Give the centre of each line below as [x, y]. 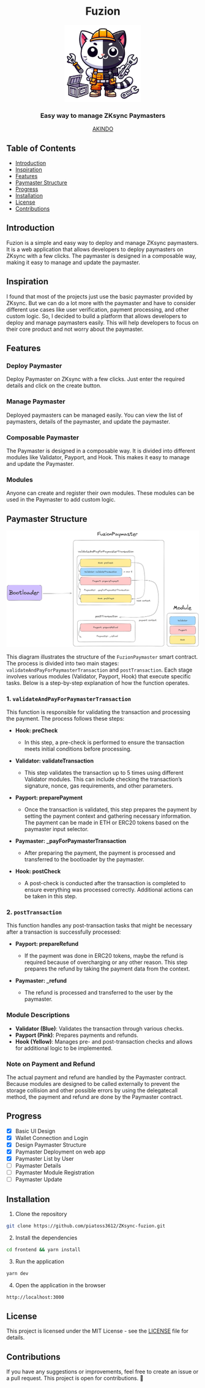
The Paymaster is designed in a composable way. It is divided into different [101, 451]
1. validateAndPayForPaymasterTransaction [69, 699]
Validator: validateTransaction [54, 761]
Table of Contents [41, 148]
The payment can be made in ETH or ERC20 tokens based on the [106, 823]
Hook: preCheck [36, 731]
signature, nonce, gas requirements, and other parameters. [99, 786]
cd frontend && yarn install [43, 1250]
